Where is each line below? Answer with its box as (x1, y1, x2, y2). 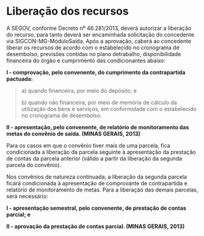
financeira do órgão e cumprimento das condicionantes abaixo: (6, 57, 166, 64)
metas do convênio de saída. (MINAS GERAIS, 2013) (6, 130, 140, 137)
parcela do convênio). (6, 161, 62, 168)
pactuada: (6, 75, 33, 82)
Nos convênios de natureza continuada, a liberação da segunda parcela (6, 173, 188, 181)
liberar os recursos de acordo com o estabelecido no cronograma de (6, 44, 180, 51)
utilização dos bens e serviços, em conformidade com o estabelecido (21, 105, 197, 112)
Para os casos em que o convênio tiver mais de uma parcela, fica (6, 141, 170, 149)
